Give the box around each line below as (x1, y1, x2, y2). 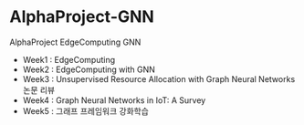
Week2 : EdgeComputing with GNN (22, 64, 155, 75)
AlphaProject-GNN (9, 6, 155, 27)
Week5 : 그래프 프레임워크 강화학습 (22, 105, 149, 116)
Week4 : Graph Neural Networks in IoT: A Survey (22, 94, 206, 106)
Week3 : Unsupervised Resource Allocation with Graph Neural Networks (22, 73, 296, 84)
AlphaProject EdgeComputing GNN (9, 36, 142, 47)
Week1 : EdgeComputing (22, 54, 116, 65)
